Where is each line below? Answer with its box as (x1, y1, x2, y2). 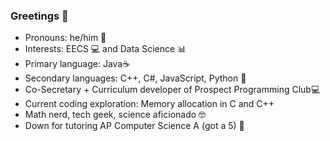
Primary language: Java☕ (24, 58, 131, 70)
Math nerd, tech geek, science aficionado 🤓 (24, 109, 207, 121)
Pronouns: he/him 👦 (24, 32, 107, 44)
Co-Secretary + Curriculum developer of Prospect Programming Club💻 (24, 84, 321, 96)
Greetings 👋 (10, 9, 69, 23)
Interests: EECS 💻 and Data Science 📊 (24, 43, 187, 55)
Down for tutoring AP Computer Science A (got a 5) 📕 (24, 120, 245, 132)
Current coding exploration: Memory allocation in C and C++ (24, 98, 275, 110)
